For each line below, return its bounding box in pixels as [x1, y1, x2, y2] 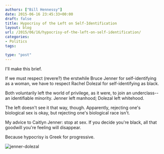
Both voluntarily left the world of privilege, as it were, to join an [5, 90, 131, 96]
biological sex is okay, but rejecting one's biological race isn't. [5, 110, 130, 115]
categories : [5, 35, 29, 40]
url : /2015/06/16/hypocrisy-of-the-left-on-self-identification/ [5, 30, 141, 35]
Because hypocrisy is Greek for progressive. [5, 134, 95, 140]
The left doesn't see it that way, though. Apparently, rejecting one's [5, 105, 141, 110]
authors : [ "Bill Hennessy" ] [5, 7, 63, 12]
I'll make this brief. [5, 66, 42, 71]
